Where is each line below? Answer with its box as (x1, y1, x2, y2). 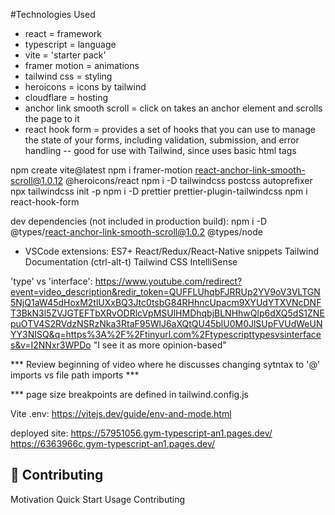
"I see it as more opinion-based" (93, 339, 227, 351)
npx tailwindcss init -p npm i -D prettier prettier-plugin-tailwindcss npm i (10, 185, 308, 197)
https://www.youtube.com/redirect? (94, 275, 243, 287)
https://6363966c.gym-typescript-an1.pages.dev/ (10, 438, 216, 449)
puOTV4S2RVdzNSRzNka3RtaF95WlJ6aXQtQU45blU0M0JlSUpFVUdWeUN (10, 318, 323, 329)
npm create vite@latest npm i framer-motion (10, 164, 193, 176)
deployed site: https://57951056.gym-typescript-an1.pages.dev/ (10, 427, 273, 439)
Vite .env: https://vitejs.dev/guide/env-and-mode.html (10, 408, 232, 419)
